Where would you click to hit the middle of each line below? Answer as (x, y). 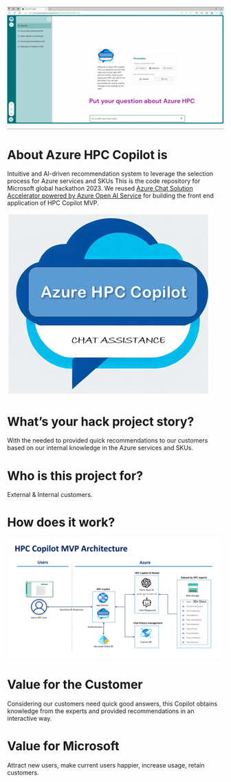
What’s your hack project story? (101, 422)
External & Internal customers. (50, 495)
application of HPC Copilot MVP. (53, 203)
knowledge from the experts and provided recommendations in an (101, 711)
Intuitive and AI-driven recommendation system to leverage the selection (110, 174)
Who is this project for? (75, 476)
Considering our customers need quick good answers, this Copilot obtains (112, 704)
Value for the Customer (75, 684)
